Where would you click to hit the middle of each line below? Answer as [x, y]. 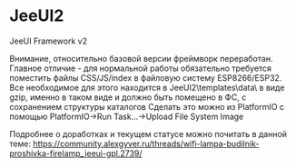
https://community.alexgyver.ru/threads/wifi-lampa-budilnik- [146, 143]
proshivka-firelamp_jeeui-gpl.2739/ [76, 153]
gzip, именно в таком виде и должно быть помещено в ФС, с [128, 97]
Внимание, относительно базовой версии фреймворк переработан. [141, 58]
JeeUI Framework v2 [49, 41]
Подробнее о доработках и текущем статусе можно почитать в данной [148, 133]
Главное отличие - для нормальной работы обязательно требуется [141, 68]
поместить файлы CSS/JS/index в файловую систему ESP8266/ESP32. [146, 77]
